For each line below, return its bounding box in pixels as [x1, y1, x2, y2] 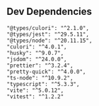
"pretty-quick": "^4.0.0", [6, 68, 86, 75]
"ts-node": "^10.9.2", [6, 74, 74, 81]
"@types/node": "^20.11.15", [6, 37, 93, 44]
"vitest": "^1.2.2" [6, 92, 64, 100]
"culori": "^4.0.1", [6, 43, 68, 51]
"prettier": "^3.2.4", [6, 62, 74, 69]
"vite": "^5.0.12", [6, 87, 64, 94]
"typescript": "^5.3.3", [6, 80, 80, 88]
